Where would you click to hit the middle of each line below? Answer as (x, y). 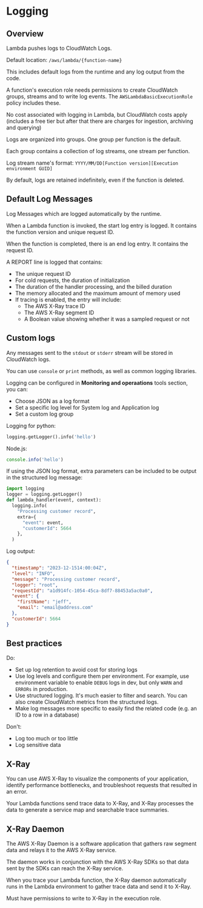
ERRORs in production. (41, 689)
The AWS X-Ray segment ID (59, 312)
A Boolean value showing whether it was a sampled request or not (107, 319)
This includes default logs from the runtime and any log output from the (95, 72)
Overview (25, 34)
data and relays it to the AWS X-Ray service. (62, 850)
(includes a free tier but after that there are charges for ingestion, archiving (100, 121)
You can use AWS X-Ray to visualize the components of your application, (98, 779)
